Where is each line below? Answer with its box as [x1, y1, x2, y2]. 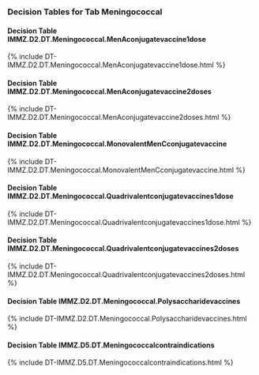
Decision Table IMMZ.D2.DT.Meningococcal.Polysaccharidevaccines [7, 296, 241, 306]
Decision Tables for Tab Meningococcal [7, 6, 163, 17]
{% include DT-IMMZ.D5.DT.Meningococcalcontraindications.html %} [7, 358, 234, 367]
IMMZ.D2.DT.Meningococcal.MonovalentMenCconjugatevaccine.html [7, 165, 235, 174]
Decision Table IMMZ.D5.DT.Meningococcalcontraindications [7, 340, 215, 350]
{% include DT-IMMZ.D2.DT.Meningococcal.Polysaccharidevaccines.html [7, 314, 247, 324]
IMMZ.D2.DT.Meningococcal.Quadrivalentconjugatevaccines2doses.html [7, 269, 246, 279]
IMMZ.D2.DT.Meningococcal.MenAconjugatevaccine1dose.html [7, 60, 215, 69]
